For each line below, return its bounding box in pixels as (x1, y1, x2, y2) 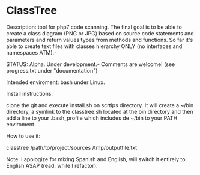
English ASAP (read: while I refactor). (6, 162, 98, 169)
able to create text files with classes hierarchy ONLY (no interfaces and (6, 43, 183, 50)
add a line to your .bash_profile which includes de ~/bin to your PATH (6, 114, 178, 122)
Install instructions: (6, 90, 53, 97)
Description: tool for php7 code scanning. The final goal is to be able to (6, 23, 182, 31)
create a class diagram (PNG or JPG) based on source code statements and (6, 29, 194, 37)
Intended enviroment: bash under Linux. (6, 79, 105, 86)
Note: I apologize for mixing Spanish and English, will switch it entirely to (6, 155, 186, 162)
